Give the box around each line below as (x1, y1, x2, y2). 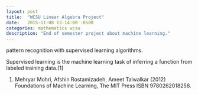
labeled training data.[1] (6, 64, 64, 71)
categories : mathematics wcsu (6, 25, 81, 31)
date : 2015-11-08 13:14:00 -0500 (6, 19, 94, 25)
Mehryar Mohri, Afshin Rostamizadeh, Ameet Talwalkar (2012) (14, 76, 166, 83)
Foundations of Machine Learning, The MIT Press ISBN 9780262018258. (14, 82, 191, 89)
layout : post (6, 8, 38, 15)
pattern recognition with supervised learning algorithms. (6, 47, 143, 54)
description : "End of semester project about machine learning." (6, 31, 170, 37)
